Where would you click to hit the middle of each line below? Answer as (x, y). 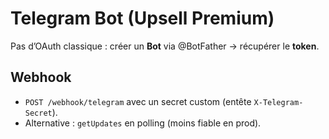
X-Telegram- (278, 102)
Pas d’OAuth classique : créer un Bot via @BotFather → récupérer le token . (165, 46)
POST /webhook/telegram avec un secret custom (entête (138, 101)
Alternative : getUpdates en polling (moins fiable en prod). (143, 123)
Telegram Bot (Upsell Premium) (142, 18)
